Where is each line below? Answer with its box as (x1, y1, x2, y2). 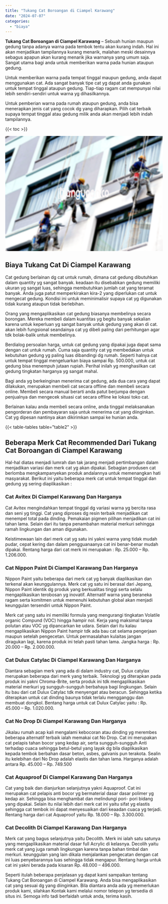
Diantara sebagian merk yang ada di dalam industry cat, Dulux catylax (5, 668, 150, 674)
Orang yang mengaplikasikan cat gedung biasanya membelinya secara (5, 310, 151, 316)
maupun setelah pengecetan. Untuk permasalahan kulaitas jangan (5, 633, 141, 639)
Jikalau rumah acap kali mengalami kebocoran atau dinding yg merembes (5, 729, 157, 735)
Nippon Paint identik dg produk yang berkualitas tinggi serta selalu (5, 587, 142, 592)
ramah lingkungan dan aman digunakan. (5, 526, 88, 532)
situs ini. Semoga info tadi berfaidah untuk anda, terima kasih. (5, 893, 132, 899)
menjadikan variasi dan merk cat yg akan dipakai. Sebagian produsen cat (5, 465, 156, 471)
